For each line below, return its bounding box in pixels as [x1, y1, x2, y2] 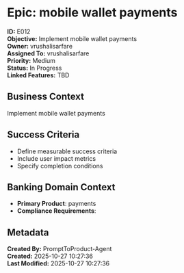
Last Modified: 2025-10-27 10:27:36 [7, 259, 110, 268]
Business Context [7, 91, 84, 103]
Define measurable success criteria [16, 147, 118, 155]
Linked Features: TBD [7, 70, 70, 79]
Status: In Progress [7, 64, 62, 72]
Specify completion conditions [16, 161, 103, 170]
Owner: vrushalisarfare [7, 42, 73, 50]
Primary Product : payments [16, 200, 96, 208]
